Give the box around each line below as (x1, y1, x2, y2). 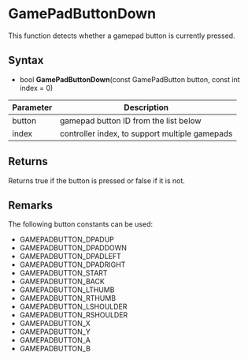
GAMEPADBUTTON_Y (19, 327, 91, 336)
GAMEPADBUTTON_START (19, 268, 108, 278)
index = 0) (19, 83, 54, 92)
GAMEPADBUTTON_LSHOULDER (19, 302, 128, 312)
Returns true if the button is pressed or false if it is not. (8, 175, 185, 186)
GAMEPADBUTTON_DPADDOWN (19, 243, 128, 253)
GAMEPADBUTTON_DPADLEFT (19, 252, 122, 261)
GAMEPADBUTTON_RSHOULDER (19, 310, 128, 320)
